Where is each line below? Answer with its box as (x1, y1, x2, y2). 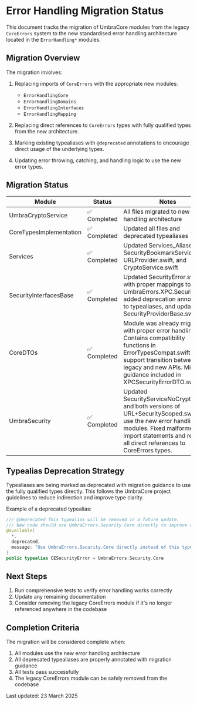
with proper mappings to (123, 280, 191, 288)
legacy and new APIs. (123, 363, 183, 371)
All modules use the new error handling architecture (14, 650, 140, 656)
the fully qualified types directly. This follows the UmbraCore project (6, 488, 171, 495)
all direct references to (123, 439, 186, 447)
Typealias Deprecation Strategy (6, 466, 125, 476)
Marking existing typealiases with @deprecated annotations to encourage (14, 139, 189, 146)
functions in (123, 341, 157, 349)
